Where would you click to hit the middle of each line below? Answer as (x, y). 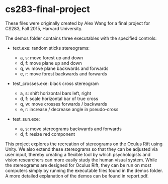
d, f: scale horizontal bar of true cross (59, 99)
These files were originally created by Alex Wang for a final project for (78, 23)
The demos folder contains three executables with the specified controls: (81, 38)
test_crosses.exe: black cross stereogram (56, 83)
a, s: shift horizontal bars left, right (56, 93)
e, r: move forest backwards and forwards (63, 73)
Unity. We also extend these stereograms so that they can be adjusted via (81, 149)
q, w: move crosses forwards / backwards (63, 104)
